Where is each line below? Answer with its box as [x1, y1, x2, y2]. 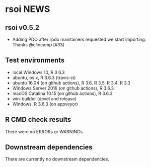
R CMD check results [5, 115, 72, 124]
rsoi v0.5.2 [5, 23, 40, 32]
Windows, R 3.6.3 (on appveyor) [12, 101, 78, 107]
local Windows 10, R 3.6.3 [12, 69, 65, 75]
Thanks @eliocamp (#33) [12, 42, 65, 48]
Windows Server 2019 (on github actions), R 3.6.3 [12, 85, 114, 91]
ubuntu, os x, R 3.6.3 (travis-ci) [12, 75, 76, 81]
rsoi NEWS [5, 3, 51, 15]
